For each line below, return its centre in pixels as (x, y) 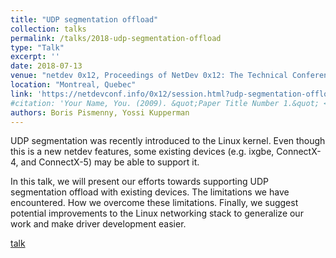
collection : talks (48, 29)
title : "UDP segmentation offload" (84, 19)
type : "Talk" (37, 47)
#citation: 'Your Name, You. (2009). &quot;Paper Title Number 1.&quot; (165, 103)
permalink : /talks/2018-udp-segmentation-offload (116, 38)
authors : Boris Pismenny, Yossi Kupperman (100, 112)
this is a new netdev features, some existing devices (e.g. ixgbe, (142, 152)
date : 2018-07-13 (46, 66)
